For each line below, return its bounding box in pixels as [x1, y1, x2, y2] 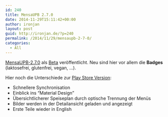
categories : [5, 41, 30, 46]
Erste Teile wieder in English [12, 106, 72, 112]
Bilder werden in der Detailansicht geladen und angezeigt [12, 100, 133, 107]
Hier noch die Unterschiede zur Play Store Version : [5, 74, 112, 80]
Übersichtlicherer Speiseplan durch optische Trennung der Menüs [12, 95, 151, 101]
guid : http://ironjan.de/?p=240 [5, 31, 74, 36]
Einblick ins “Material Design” [12, 90, 75, 96]
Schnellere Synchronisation [12, 84, 70, 91]
